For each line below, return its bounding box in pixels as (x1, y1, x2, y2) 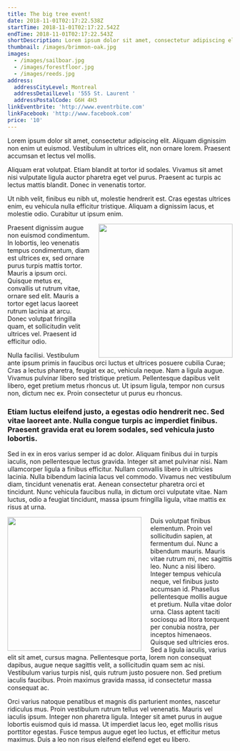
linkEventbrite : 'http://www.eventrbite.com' (7, 104, 145, 111)
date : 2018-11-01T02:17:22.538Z (7, 17, 104, 24)
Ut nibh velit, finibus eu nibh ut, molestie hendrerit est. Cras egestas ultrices (7, 194, 231, 203)
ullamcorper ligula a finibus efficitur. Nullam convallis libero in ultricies (7, 465, 214, 473)
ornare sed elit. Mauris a (7, 291, 79, 300)
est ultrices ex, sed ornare (7, 253, 84, 262)
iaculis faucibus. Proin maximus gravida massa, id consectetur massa (7, 675, 212, 684)
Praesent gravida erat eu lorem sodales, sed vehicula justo (7, 424, 215, 434)
